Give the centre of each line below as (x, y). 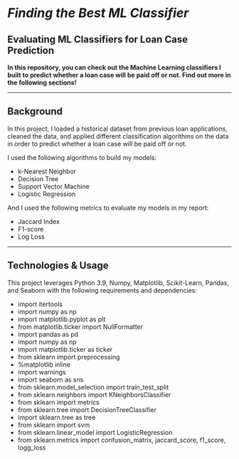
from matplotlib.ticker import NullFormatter (80, 326)
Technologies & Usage (58, 265)
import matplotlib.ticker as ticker (65, 349)
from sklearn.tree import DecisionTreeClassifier (87, 409)
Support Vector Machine (54, 186)
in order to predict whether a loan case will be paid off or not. (97, 144)
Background (35, 112)
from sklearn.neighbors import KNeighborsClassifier (94, 394)
